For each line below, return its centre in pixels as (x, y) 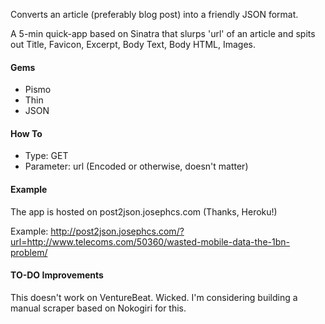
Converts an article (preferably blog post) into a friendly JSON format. (154, 14)
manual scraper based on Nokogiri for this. (98, 308)
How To (26, 133)
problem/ (29, 252)
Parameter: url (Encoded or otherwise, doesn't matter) (136, 166)
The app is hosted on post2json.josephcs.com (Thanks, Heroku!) (144, 211)
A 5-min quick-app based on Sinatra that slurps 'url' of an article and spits (163, 33)
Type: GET (46, 156)
